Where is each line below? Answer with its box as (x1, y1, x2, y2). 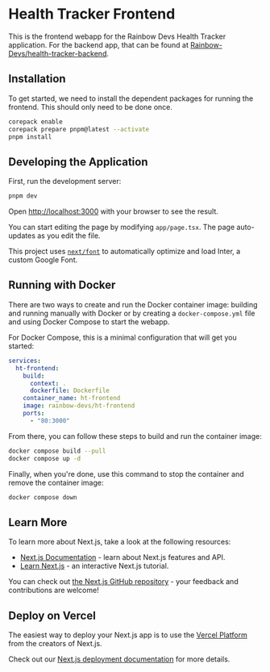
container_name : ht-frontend (23, 394, 121, 403)
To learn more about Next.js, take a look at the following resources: (8, 537, 231, 547)
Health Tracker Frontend (8, 5, 176, 23)
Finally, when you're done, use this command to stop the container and (8, 469, 244, 478)
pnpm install (8, 132, 52, 141)
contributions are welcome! (8, 586, 99, 595)
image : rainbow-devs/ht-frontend (23, 402, 135, 410)
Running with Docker (8, 278, 116, 292)
